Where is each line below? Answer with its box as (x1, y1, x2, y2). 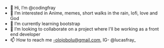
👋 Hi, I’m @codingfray (10, 5, 56, 10)
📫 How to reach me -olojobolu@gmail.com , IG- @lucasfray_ (10, 37, 136, 42)
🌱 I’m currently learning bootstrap (10, 20, 80, 26)
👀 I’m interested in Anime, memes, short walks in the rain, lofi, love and (10, 10, 158, 16)
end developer (10, 31, 40, 37)
